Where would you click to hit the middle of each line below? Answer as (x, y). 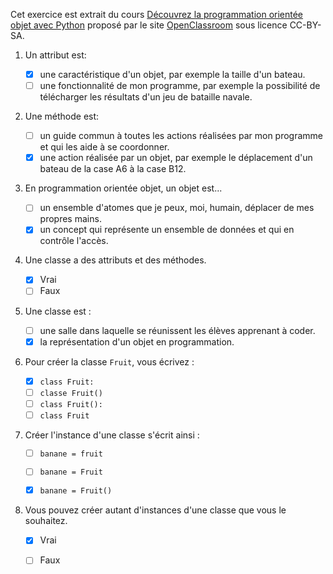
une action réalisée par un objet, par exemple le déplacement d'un (176, 158)
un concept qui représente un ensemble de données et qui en (167, 230)
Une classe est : (58, 311)
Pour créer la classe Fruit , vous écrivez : (109, 361)
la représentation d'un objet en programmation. (137, 341)
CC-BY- (305, 25)
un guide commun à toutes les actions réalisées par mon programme (181, 136)
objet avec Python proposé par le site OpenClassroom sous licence (149, 25)
